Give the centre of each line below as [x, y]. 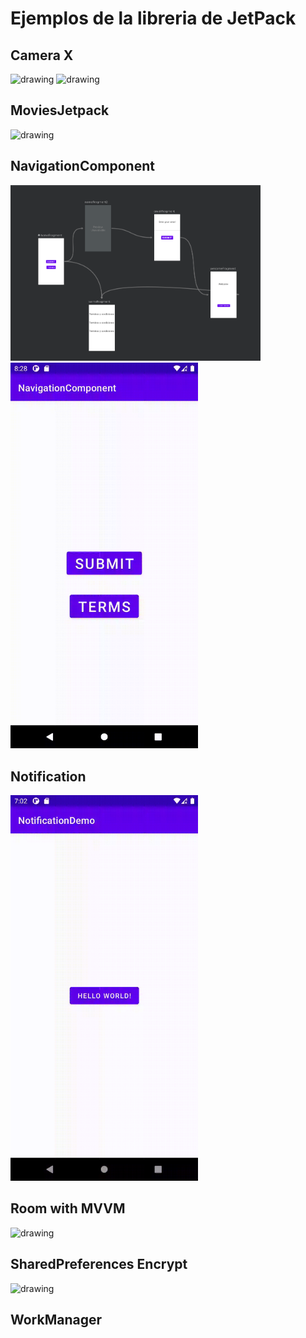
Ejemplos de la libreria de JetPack [153, 18]
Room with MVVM [68, 1208]
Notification [48, 776]
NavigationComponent [82, 166]
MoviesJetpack [60, 110]
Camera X [42, 55]
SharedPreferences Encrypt [99, 1264]
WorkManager [56, 1320]
